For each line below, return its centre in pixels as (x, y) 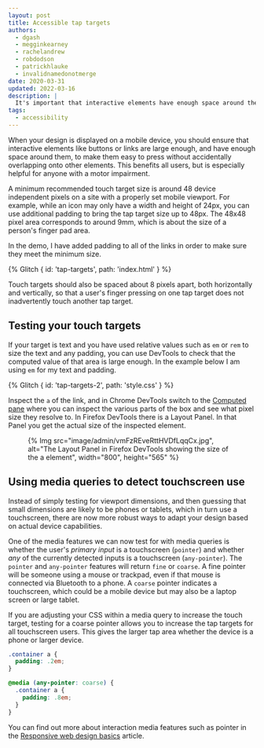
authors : (22, 30)
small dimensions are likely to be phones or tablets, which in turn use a (123, 509)
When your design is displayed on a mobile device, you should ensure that (128, 140)
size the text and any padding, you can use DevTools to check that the (122, 353)
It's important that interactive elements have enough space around (130, 103)
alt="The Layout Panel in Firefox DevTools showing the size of (128, 449)
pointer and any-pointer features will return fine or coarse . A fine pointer (127, 566)
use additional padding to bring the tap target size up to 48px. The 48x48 (127, 214)
